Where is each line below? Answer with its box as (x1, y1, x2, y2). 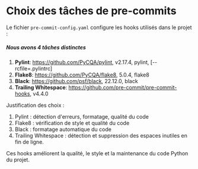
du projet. (6, 156, 30, 163)
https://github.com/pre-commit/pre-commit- (68, 84, 177, 91)
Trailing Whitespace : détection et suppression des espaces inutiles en (14, 132, 188, 139)
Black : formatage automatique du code (14, 126, 111, 133)
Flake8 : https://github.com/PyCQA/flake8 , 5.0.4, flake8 (14, 71, 149, 78)
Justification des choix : (6, 101, 65, 109)
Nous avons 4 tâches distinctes (6, 43, 86, 51)
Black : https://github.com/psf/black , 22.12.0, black (14, 77, 138, 84)
